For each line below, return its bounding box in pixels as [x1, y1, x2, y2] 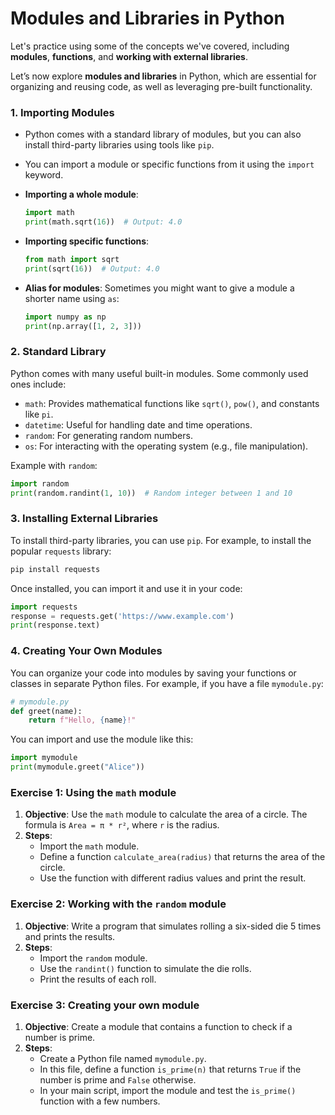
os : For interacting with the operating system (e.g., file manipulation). [24, 440, 309, 452]
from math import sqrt [24, 254, 120, 264]
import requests [10, 602, 78, 612]
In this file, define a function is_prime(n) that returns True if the [39, 1063, 302, 1075]
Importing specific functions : [24, 235, 150, 247]
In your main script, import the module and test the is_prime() [39, 1084, 297, 1096]
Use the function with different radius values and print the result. [39, 872, 307, 884]
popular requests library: [10, 545, 112, 557]
